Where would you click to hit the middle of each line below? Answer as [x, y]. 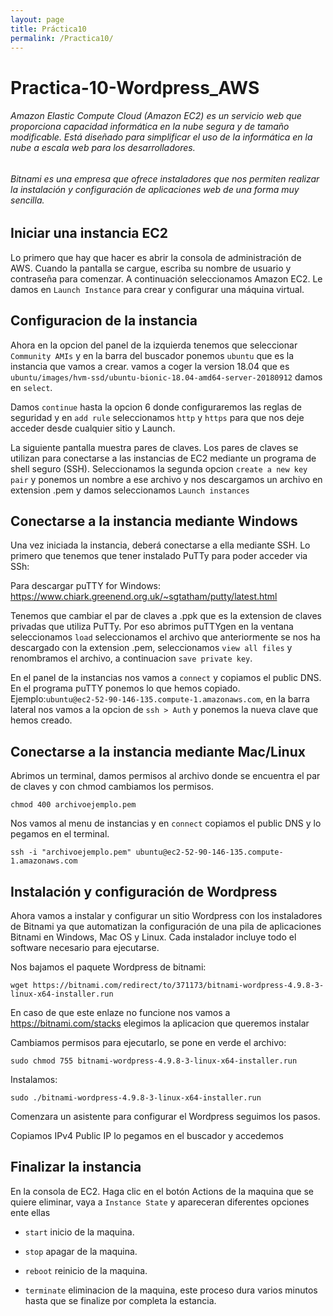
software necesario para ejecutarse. [85, 948]
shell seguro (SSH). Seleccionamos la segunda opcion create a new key [159, 468]
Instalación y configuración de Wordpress [144, 891]
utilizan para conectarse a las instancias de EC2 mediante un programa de [163, 458]
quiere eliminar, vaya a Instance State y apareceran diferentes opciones [160, 1202]
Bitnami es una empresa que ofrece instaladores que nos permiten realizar [165, 178]
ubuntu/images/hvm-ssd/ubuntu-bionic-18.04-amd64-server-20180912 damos [166, 377]
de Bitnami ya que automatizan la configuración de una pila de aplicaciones [166, 927]
